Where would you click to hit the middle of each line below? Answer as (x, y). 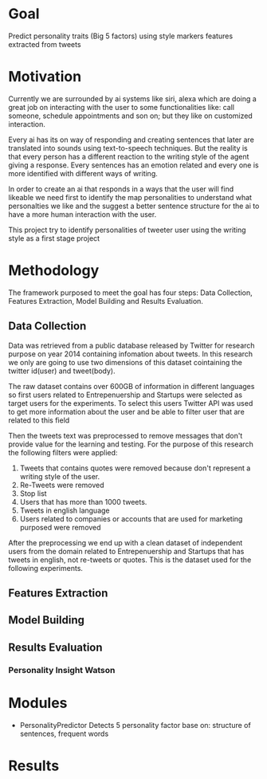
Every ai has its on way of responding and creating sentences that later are (132, 140)
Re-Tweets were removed (62, 485)
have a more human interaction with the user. (82, 214)
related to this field (39, 420)
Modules (38, 703)
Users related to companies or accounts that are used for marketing (131, 518)
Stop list (33, 493)
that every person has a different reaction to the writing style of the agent (129, 156)
